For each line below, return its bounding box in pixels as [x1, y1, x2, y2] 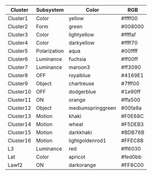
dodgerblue [68, 88, 96, 95]
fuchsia [68, 56, 86, 62]
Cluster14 [7, 121, 31, 127]
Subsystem [36, 7, 64, 13]
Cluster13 [7, 113, 31, 119]
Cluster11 [7, 96, 31, 103]
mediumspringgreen [68, 105, 116, 111]
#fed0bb [121, 153, 141, 160]
